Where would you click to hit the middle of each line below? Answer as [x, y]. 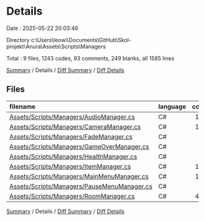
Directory [18, 40]
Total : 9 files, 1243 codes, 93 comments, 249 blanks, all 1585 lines [91, 58]
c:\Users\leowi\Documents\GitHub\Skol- [81, 40]
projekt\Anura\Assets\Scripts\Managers [56, 46]
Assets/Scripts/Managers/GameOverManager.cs [79, 147]
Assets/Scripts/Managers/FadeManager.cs [71, 137]
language [172, 106]
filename [23, 106]
